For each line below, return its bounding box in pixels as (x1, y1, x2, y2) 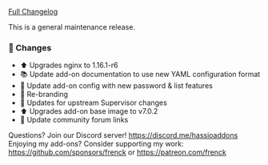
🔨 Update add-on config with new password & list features (19, 81, 214, 91)
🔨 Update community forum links (19, 115, 129, 125)
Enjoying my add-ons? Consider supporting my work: (8, 139, 184, 149)
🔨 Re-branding (19, 90, 69, 99)
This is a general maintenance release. (8, 22, 136, 31)
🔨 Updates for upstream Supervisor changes (19, 98, 168, 107)
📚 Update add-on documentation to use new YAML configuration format (19, 70, 261, 79)
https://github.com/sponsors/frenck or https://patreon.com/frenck (8, 147, 226, 157)
